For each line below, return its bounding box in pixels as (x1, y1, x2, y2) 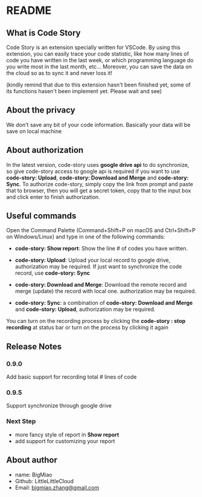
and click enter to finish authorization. (6, 193, 101, 200)
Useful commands (6, 211, 77, 221)
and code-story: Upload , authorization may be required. (14, 306, 156, 313)
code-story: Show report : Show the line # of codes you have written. (14, 245, 188, 252)
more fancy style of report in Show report (14, 430, 119, 438)
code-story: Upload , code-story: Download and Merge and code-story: (6, 174, 189, 181)
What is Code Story (6, 28, 81, 38)
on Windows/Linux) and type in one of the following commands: (6, 233, 165, 241)
